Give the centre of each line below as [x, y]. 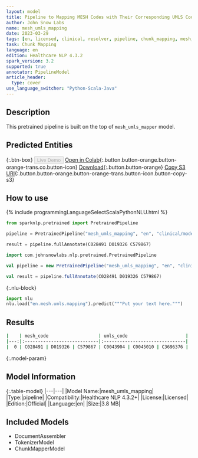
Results [20, 322]
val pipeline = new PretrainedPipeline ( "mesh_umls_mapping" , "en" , [91, 266]
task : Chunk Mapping [32, 45]
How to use [27, 198]
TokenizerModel [34, 443]
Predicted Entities [39, 145]
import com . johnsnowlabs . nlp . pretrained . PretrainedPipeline [82, 255]
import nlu [19, 299]
